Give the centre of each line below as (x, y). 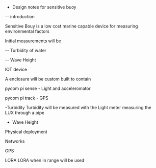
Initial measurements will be (33, 41)
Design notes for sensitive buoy (44, 7)
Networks (15, 141)
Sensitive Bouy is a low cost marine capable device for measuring (72, 26)
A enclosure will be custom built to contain (48, 79)
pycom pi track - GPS (27, 98)
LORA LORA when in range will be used (45, 160)
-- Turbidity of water (26, 50)
